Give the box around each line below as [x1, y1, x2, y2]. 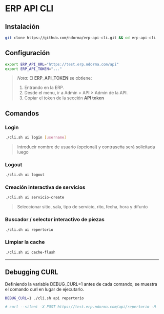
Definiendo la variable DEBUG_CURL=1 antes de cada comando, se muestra [5, 281, 158, 287]
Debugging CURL [5, 268, 59, 276]
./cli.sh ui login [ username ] [5, 135, 67, 140]
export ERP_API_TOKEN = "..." [5, 67, 62, 71]
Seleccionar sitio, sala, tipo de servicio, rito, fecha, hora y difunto [17, 204, 148, 210]
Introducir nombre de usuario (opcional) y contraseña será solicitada [17, 144, 155, 150]
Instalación [5, 22, 40, 31]
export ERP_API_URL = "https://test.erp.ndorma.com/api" [5, 62, 119, 67]
